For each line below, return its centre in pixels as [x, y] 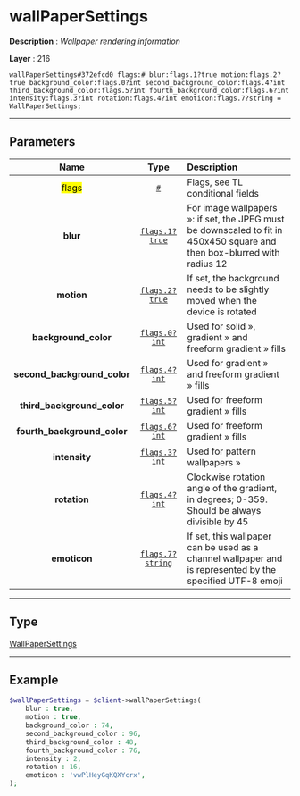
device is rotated [222, 312]
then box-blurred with [233, 252]
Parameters [42, 142]
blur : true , [50, 709]
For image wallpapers [232, 207]
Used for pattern [221, 451]
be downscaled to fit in [235, 230]
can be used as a [223, 547]
